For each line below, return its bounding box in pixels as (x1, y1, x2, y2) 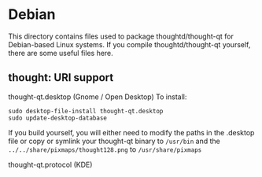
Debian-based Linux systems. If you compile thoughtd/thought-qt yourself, (8, 39, 251, 49)
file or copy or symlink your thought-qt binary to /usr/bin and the (8, 136, 220, 146)
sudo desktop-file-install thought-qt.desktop (8, 107, 164, 115)
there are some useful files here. (8, 48, 114, 57)
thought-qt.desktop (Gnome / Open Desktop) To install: (8, 92, 187, 101)
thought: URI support (8, 71, 114, 84)
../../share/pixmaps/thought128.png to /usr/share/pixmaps (8, 144, 202, 154)
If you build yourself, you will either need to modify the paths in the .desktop (8, 127, 255, 137)
